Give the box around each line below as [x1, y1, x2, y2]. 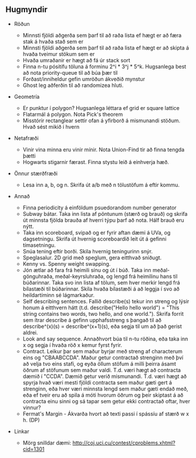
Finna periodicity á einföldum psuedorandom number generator [22, 204, 177, 211]
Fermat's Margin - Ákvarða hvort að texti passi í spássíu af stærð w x [22, 410, 189, 417]
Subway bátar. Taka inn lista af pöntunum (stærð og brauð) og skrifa [22, 210, 188, 217]
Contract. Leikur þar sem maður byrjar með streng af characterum [22, 347, 183, 355]
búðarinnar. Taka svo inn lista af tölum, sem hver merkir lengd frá [22, 279, 180, 286]
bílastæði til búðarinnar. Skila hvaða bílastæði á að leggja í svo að [22, 285, 180, 292]
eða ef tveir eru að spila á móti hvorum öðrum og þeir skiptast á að [22, 391, 184, 399]
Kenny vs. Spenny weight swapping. [22, 260, 111, 267]
